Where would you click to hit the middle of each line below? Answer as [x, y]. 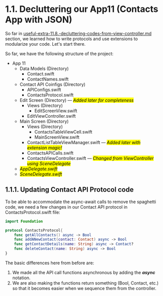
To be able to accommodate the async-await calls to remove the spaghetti [81, 202]
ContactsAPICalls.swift [50, 153]
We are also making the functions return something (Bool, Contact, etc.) [85, 283]
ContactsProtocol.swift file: [33, 212]
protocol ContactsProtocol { [34, 230]
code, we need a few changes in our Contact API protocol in [66, 207]
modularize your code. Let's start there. [45, 44]
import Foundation [24, 221]
